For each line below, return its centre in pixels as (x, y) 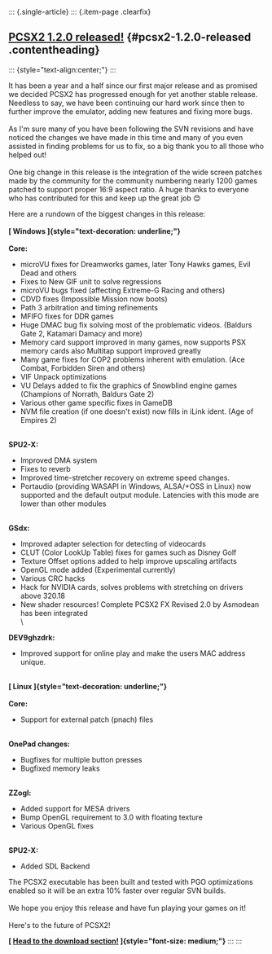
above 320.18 (42, 596)
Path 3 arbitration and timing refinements (89, 307)
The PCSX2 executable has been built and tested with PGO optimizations (131, 881)
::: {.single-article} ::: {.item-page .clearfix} (80, 12)
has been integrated (54, 613)
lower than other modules (63, 503)
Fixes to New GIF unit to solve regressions (91, 281)
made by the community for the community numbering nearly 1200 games (133, 180)
